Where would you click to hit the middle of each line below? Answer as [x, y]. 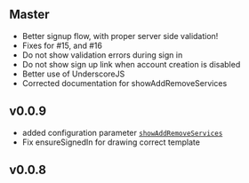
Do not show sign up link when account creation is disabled [131, 64]
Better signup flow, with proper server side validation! [120, 36]
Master [30, 15]
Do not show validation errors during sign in [102, 55]
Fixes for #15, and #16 [62, 45]
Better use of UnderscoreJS [73, 74]
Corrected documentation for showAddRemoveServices [124, 83]
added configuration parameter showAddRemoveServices [122, 132]
